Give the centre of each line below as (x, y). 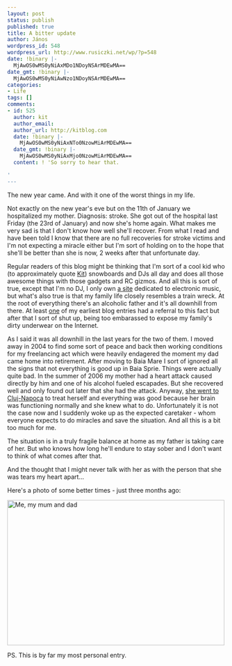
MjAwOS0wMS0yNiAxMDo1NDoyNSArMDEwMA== (70, 65)
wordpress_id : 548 (34, 46)
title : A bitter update (42, 33)
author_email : (34, 124)
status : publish (31, 20)
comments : (22, 104)
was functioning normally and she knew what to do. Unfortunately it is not (113, 405)
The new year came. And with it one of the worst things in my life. (101, 195)
